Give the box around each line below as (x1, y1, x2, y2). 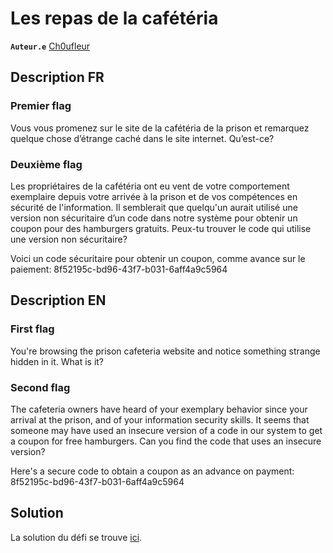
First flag (10, 322, 55, 336)
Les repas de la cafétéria (10, 7, 219, 30)
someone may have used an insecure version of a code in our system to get (10, 424, 323, 436)
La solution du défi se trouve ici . (10, 531, 143, 543)
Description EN (10, 292, 107, 309)
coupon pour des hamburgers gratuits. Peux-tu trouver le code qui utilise (10, 222, 312, 234)
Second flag (10, 380, 71, 394)
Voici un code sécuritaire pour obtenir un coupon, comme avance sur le (10, 252, 306, 264)
